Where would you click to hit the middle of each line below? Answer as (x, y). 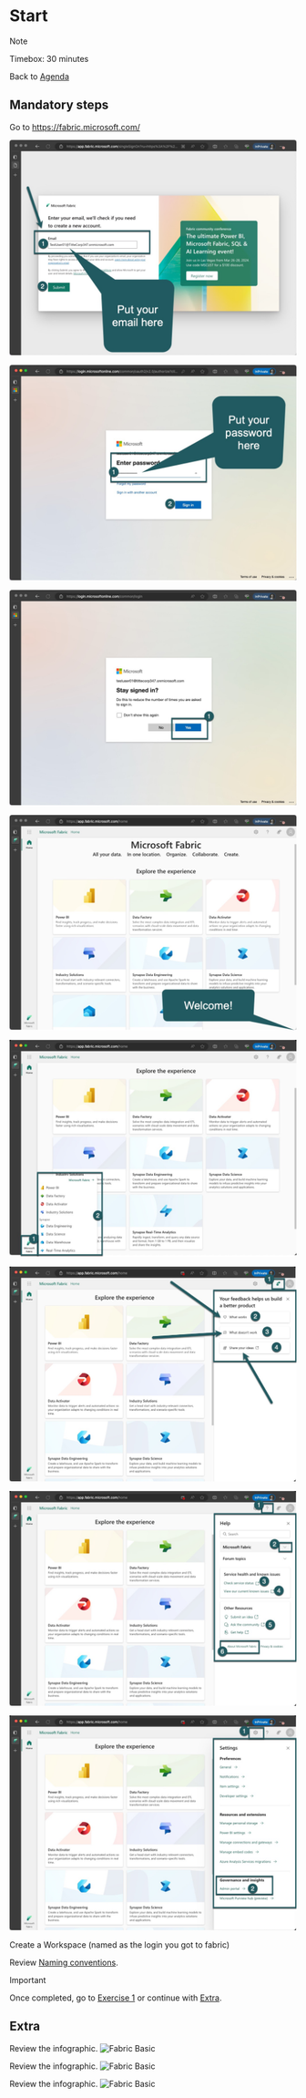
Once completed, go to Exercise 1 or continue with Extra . (116, 1998)
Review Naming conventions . (64, 1962)
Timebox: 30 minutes (49, 58)
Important (28, 1980)
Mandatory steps (59, 105)
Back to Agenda (40, 76)
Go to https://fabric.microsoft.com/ (75, 127)
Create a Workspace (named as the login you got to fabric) (120, 1944)
